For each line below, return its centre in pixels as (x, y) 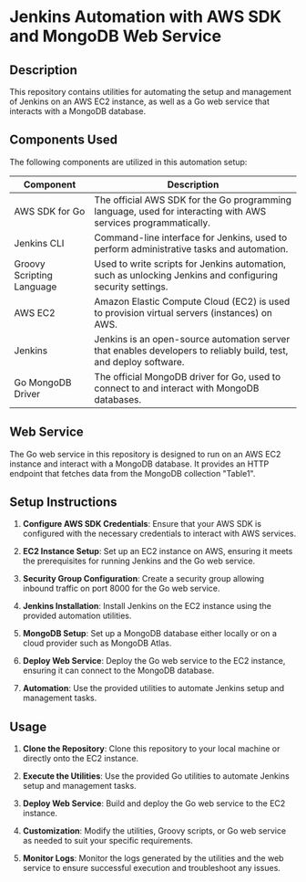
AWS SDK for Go (50, 211)
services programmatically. (153, 223)
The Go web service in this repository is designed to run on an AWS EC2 (145, 454)
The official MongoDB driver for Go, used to (187, 376)
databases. (118, 399)
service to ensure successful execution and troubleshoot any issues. (151, 868)
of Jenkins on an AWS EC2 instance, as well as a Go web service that (140, 101)
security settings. (131, 287)
